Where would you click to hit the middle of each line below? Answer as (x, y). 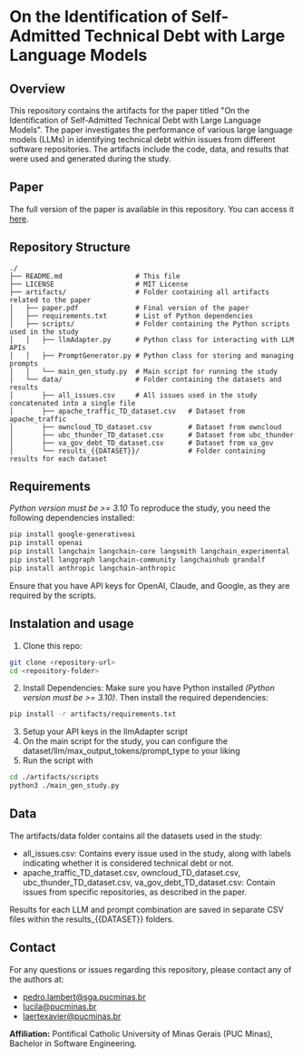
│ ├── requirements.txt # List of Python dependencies (132, 316)
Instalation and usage (72, 624)
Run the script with (58, 760)
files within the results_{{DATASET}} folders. (92, 919)
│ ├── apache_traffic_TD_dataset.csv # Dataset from (127, 411)
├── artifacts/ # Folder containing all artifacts (140, 292)
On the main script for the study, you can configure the (125, 741)
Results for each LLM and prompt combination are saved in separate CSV (147, 909)
